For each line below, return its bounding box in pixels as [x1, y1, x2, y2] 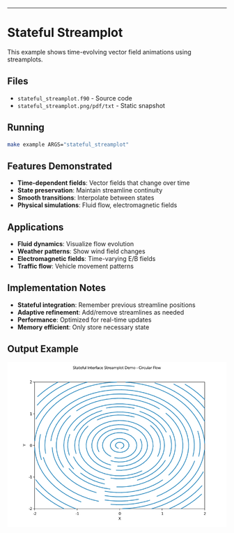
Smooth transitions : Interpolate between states [17, 193, 155, 202]
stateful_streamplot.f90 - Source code [17, 93, 132, 102]
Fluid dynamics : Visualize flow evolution [17, 240, 134, 248]
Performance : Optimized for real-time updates [17, 315, 152, 324]
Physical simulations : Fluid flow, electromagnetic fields [17, 201, 178, 209]
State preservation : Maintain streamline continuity [17, 186, 163, 195]
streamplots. [7, 55, 43, 63]
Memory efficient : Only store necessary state [17, 322, 150, 331]
